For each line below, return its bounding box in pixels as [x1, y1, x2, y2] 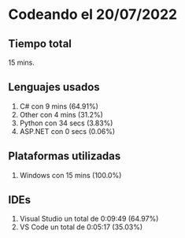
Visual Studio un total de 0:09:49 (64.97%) [19, 214, 159, 224]
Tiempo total [8, 37, 72, 50]
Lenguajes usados [8, 80, 100, 94]
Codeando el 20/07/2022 [8, 6, 178, 24]
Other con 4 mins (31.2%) [19, 110, 104, 119]
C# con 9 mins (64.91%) [19, 101, 98, 111]
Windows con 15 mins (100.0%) [19, 170, 122, 180]
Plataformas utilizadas [8, 150, 121, 163]
